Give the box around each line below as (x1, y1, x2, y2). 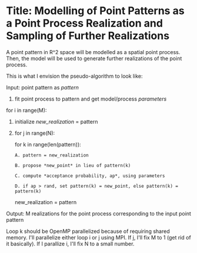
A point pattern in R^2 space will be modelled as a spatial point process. (6, 48, 181, 55)
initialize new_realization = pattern (14, 118, 98, 125)
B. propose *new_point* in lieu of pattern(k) (14, 162, 131, 168)
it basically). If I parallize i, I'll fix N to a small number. (6, 240, 135, 247)
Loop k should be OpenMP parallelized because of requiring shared (6, 228, 170, 235)
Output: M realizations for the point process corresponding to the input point (6, 210, 191, 217)
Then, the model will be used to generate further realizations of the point (6, 55, 182, 62)
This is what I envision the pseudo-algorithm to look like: (6, 72, 143, 79)
